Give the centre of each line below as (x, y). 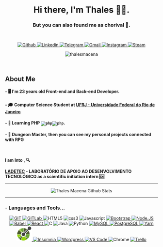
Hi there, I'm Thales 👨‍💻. (81, 10)
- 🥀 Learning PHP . (35, 123)
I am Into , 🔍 (18, 160)
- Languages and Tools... (35, 208)
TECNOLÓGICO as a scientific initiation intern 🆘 (55, 176)
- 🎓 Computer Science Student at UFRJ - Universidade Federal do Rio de (80, 105)
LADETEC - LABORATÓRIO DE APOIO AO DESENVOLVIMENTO (68, 171)
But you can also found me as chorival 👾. (81, 25)
